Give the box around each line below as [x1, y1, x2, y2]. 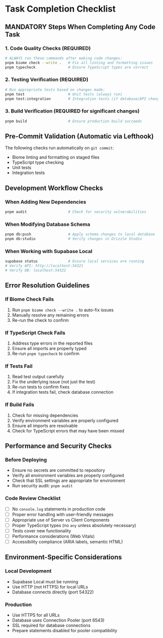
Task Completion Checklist [5, 3, 116, 15]
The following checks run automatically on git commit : [5, 145, 114, 151]
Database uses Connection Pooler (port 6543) [12, 617, 105, 623]
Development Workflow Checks [5, 184, 103, 192]
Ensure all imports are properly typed [12, 345, 87, 351]
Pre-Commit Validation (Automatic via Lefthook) [5, 132, 154, 140]
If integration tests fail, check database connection [12, 389, 114, 395]
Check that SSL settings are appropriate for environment [12, 478, 125, 483]
